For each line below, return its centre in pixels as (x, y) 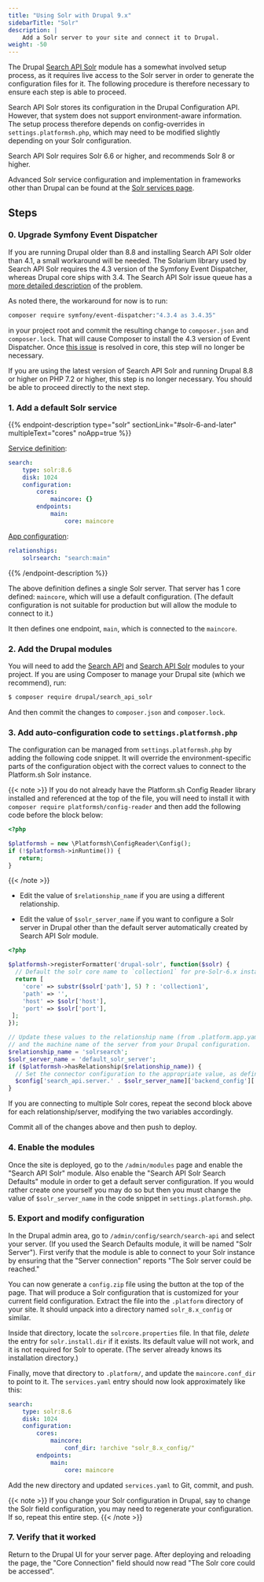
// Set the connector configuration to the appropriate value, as (126, 1074)
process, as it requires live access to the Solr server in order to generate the (131, 75)
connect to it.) (31, 613)
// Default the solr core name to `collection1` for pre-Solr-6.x (126, 972)
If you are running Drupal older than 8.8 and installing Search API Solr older (130, 252)
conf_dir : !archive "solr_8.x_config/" (129, 1448)
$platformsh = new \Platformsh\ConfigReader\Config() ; (100, 843)
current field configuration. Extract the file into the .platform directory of (126, 1301)
